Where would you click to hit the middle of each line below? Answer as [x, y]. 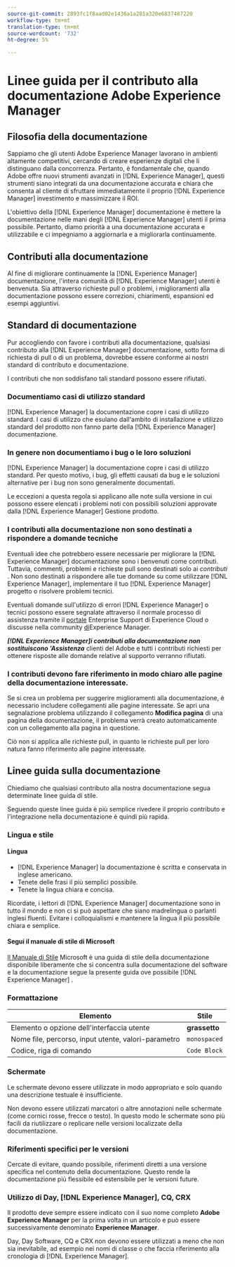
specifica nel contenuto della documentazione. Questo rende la [99, 1171]
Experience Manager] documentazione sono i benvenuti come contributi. [113, 561]
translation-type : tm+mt [43, 27]
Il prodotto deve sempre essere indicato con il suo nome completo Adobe [114, 1213]
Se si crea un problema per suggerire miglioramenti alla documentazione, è [116, 697]
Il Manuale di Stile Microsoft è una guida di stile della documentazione [108, 958]
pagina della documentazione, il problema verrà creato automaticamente [112, 720]
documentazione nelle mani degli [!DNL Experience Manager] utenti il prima [117, 219]
